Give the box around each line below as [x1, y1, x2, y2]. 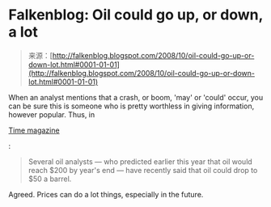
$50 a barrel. [28, 174, 72, 184]
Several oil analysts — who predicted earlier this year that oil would [28, 156, 252, 167]
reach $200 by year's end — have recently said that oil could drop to [28, 165, 258, 175]
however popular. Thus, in [8, 109, 95, 119]
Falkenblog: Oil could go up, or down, [8, 6, 264, 24]
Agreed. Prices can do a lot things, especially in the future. [8, 189, 204, 199]
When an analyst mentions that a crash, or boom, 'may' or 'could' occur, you [8, 92, 264, 102]
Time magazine [8, 125, 60, 135]
